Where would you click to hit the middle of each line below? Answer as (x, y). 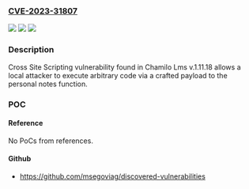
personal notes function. (48, 84)
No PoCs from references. (51, 141)
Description (31, 50)
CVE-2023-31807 (43, 11)
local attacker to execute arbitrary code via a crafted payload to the (118, 75)
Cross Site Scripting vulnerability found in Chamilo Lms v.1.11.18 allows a (124, 67)
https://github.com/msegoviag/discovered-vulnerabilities (112, 176)
